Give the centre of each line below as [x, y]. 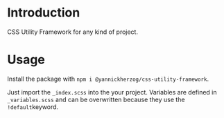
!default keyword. [33, 107]
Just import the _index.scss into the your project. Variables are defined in [112, 92]
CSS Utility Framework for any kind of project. [73, 32]
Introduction [44, 13]
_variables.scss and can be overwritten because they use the [96, 99]
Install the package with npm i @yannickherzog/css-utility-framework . [108, 79]
